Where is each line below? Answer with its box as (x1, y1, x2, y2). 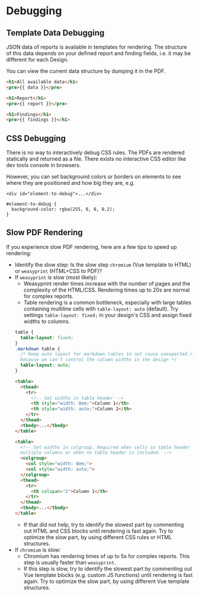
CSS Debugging (6, 133, 66, 143)
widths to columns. (23, 318, 70, 325)
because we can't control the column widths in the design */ (20, 357, 177, 363)
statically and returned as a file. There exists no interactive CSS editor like (6, 155, 187, 162)
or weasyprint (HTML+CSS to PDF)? (14, 267, 102, 274)
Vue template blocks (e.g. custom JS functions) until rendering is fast (23, 571, 193, 578)
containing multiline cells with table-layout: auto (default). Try (23, 305, 179, 312)
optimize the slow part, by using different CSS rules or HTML (23, 533, 172, 540)
